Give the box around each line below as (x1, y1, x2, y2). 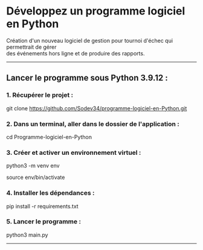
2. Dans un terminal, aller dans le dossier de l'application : (6, 119, 179, 128)
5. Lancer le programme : (6, 217, 82, 226)
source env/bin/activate (6, 173, 65, 181)
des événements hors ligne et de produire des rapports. (6, 49, 145, 57)
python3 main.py (6, 231, 48, 239)
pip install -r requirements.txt (6, 202, 79, 210)
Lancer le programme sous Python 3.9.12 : (6, 73, 168, 83)
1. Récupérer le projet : (6, 91, 74, 99)
